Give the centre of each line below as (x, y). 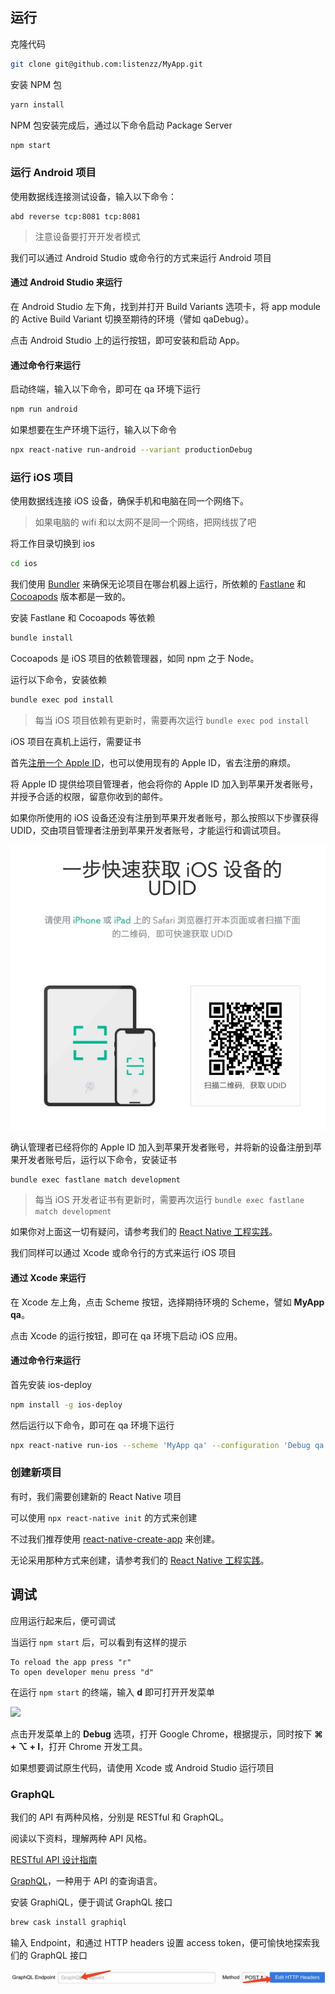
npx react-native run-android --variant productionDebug (131, 450)
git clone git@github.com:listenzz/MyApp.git (106, 64)
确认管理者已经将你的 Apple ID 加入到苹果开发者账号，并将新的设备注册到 (162, 1147)
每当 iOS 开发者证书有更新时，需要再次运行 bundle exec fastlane (169, 1200)
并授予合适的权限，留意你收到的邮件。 (89, 796)
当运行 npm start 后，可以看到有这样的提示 (99, 1642)
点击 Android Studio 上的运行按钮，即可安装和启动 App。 (127, 340)
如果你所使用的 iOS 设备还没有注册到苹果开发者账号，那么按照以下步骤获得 (164, 817)
